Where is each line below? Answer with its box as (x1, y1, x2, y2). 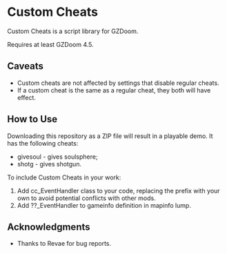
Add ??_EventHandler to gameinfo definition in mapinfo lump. (17, 201, 192, 209)
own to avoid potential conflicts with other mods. (17, 194, 157, 202)
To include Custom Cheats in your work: (7, 173, 121, 182)
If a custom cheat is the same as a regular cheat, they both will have (17, 86, 211, 94)
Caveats (7, 60, 43, 72)
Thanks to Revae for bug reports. (17, 240, 112, 248)
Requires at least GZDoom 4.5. (7, 40, 95, 48)
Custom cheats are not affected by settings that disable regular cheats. (17, 79, 219, 87)
